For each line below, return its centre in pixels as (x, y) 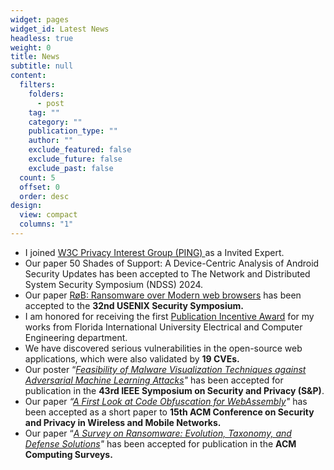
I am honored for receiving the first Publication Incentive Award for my (169, 316)
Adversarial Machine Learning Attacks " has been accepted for (154, 380)
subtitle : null (42, 66)
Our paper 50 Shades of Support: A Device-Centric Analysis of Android (172, 263)
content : (28, 76)
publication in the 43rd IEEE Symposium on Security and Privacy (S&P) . (174, 390)
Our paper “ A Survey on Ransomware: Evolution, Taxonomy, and (158, 433)
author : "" (51, 141)
